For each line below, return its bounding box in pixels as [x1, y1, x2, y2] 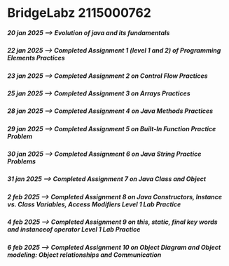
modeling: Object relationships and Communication [7, 251, 162, 259]
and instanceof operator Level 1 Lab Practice [7, 225, 141, 234]
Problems [7, 157, 36, 166]
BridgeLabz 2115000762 [7, 5, 152, 21]
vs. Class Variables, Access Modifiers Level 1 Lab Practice [7, 200, 181, 208]
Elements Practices [7, 54, 65, 62]
